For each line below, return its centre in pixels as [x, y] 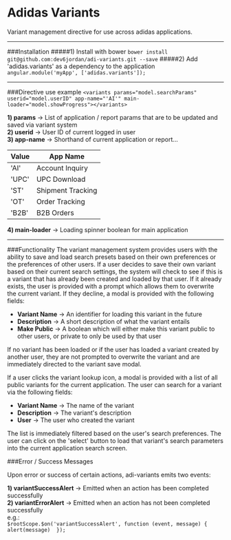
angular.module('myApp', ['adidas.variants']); [77, 73]
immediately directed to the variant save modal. [75, 364]
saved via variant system [42, 125]
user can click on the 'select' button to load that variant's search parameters [115, 440]
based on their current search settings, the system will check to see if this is [115, 271]
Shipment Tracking [67, 190]
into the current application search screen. [67, 448]
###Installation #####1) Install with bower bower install [88, 51]
